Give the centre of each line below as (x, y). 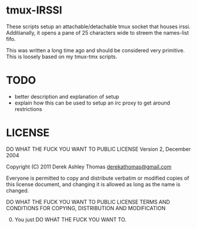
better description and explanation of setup (67, 96)
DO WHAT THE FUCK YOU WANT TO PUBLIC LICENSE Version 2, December (98, 149)
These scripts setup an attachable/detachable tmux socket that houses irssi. (98, 26)
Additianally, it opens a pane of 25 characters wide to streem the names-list (98, 32)
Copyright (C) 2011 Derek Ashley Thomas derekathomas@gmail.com (89, 166)
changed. (18, 190)
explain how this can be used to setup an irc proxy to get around (92, 103)
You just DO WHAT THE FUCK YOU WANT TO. (70, 219)
